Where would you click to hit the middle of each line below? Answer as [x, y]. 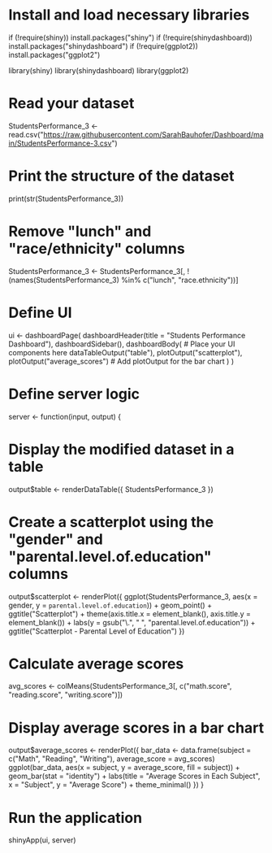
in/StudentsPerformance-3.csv [60, 143]
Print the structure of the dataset [121, 176]
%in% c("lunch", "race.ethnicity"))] [180, 280]
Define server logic [74, 394]
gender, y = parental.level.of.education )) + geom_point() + [110, 605]
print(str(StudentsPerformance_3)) [66, 198]
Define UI [40, 313]
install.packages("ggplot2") [54, 54]
